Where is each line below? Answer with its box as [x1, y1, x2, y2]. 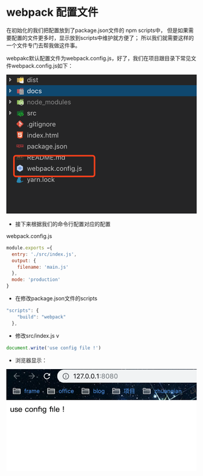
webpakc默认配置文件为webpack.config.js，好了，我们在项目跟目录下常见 [6, 54, 192, 62]
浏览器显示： [14, 356, 47, 364]
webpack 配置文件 [6, 5, 98, 19]
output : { [11, 257, 36, 263]
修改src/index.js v [14, 332, 59, 339]
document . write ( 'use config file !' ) [6, 345, 101, 351]
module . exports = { [6, 245, 53, 251]
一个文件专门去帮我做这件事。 [6, 42, 80, 49]
